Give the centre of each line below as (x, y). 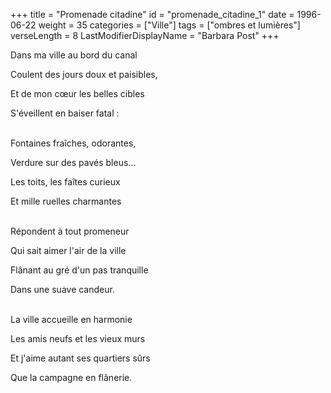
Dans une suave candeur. (62, 289)
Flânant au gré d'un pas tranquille (79, 270)
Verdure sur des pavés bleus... (73, 162)
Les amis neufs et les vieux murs (78, 338)
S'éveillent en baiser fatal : (65, 113)
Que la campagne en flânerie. (71, 377)
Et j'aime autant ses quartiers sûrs (80, 358)
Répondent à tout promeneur (70, 231)
